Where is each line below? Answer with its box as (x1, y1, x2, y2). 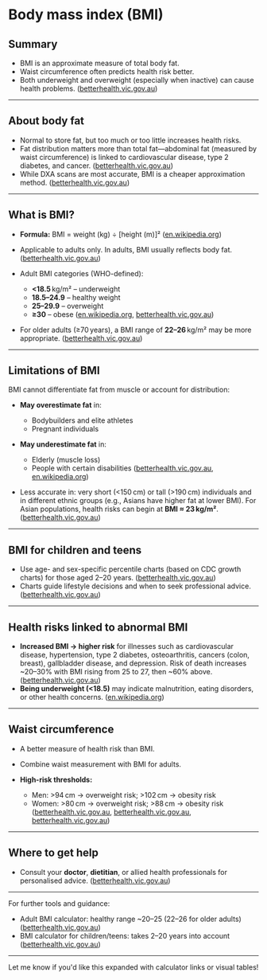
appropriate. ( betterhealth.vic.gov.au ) (19, 333, 143, 343)
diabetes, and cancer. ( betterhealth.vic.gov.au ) (19, 161, 173, 170)
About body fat (8, 114, 85, 128)
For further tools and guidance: (8, 898, 110, 908)
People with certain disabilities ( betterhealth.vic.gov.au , (31, 463, 214, 473)
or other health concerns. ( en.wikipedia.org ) (19, 693, 164, 702)
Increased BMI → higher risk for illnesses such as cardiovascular (19, 642, 234, 651)
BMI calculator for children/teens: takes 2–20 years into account (19, 931, 230, 940)
